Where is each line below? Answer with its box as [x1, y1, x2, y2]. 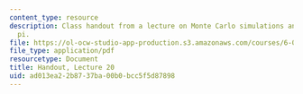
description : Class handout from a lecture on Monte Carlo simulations [9, 21, 284, 30]
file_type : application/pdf [9, 47, 115, 56]
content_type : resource [9, 13, 99, 22]
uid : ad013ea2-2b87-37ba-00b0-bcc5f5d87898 [9, 72, 176, 81]
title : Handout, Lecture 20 [9, 64, 115, 73]
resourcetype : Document [9, 55, 99, 64]
